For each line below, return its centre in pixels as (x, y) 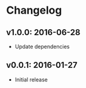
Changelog (34, 10)
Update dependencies (42, 46)
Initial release (31, 79)
